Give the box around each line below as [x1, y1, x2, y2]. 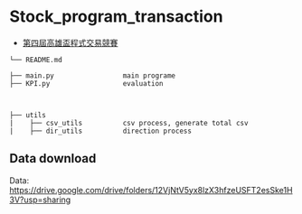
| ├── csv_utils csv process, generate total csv [9, 118, 249, 127]
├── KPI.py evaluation [9, 79, 165, 88]
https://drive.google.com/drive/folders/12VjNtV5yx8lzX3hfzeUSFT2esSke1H [9, 184, 293, 195]
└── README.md [9, 55, 63, 64]
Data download [9, 151, 97, 166]
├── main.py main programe [9, 70, 176, 80]
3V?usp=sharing [9, 194, 71, 205]
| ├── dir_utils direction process [9, 126, 193, 135]
